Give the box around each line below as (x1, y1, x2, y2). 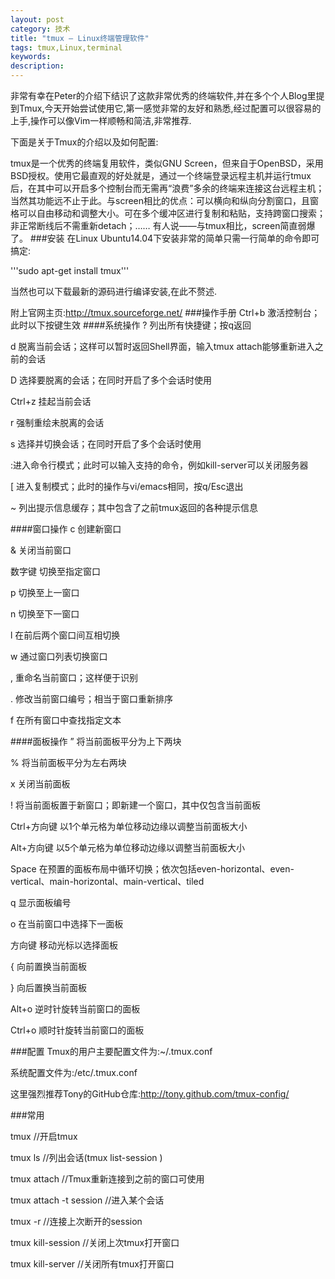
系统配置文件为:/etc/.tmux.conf (10, 1067, 138, 1078)
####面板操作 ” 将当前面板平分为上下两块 (10, 736, 182, 747)
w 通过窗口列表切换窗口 (10, 651, 108, 662)
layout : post (10, 14, 65, 25)
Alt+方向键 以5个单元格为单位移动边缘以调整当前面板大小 (10, 842, 246, 853)
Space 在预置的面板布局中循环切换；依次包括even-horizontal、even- (10, 863, 295, 875)
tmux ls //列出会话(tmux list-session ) (10, 1152, 163, 1163)
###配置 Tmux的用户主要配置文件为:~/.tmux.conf (10, 1046, 213, 1057)
